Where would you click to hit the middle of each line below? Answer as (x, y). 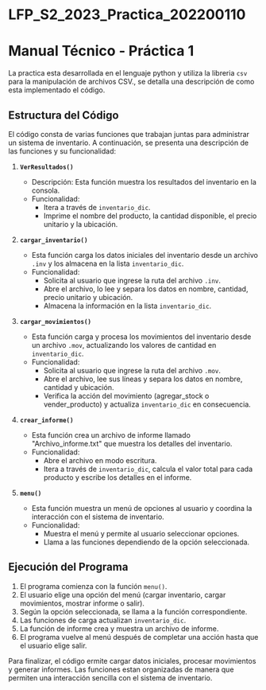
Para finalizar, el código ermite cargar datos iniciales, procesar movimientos (132, 661)
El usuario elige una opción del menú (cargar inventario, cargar (123, 594)
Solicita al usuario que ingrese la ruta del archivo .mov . (132, 370)
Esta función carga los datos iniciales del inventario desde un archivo (145, 255)
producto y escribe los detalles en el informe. (118, 477)
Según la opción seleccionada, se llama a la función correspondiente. (133, 611)
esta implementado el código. (57, 90)
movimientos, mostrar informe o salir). (82, 603)
